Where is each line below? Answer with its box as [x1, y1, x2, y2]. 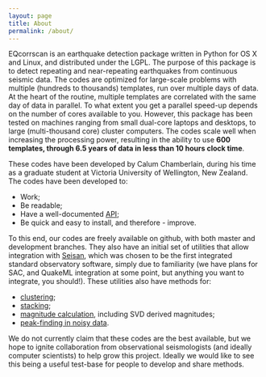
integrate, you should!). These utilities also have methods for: [8, 277, 212, 286]
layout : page [8, 11, 52, 20]
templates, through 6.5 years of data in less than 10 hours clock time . [8, 143, 245, 154]
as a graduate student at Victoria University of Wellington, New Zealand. [8, 167, 248, 178]
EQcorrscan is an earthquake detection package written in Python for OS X [8, 49, 258, 59]
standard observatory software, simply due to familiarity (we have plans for [8, 260, 258, 269]
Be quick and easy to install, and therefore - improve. [19, 218, 197, 227]
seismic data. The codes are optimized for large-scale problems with [8, 74, 237, 85]
